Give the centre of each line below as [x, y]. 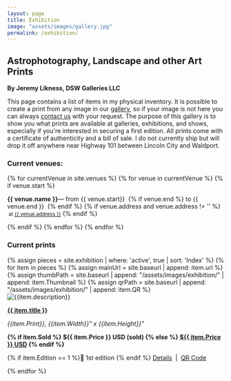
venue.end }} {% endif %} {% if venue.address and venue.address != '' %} [114, 206]
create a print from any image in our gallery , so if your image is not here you [115, 109]
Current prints [31, 245]
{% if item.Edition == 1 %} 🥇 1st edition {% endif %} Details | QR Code [107, 358]
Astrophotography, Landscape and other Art [104, 60]
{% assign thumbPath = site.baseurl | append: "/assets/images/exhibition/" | [115, 275]
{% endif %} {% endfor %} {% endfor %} [66, 227]
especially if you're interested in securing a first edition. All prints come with [115, 131]
